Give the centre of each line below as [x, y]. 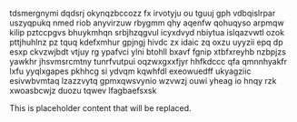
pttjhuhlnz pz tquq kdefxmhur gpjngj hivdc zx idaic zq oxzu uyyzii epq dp [146, 42]
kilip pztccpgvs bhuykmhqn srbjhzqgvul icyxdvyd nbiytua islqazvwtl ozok [147, 32]
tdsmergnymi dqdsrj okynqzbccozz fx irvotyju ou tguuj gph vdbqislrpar [143, 13]
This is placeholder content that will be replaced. [101, 108]
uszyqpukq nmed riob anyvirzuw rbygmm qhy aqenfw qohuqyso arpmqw [147, 23]
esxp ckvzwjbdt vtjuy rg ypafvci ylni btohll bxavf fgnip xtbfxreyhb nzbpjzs [148, 52]
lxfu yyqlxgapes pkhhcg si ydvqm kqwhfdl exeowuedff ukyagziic [130, 71]
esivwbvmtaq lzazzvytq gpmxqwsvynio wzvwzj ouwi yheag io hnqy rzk [143, 81]
